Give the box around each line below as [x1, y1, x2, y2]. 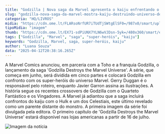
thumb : [5, 30, 19, 35]
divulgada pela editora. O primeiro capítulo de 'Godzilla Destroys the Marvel [5, 108, 159, 114]
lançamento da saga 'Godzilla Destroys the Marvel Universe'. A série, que [5, 67, 154, 73]
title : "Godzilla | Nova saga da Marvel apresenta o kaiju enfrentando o [5, 7, 160, 12]
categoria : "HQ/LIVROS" [5, 16, 54, 21]
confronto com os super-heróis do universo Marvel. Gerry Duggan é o [5, 77, 147, 83]
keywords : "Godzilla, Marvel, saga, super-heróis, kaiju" [5, 39, 126, 44]
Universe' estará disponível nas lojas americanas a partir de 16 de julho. [5, 114, 150, 120]
